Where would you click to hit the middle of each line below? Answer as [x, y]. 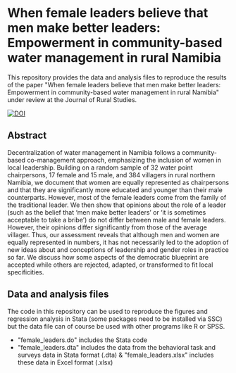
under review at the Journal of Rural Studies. [72, 99]
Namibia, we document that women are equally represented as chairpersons [118, 182]
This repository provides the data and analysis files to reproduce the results [117, 77]
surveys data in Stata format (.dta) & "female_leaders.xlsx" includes [116, 355]
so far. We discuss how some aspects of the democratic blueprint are [108, 257]
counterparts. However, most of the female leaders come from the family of [117, 197]
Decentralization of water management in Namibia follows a [94, 152]
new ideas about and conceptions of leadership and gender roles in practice [118, 249]
